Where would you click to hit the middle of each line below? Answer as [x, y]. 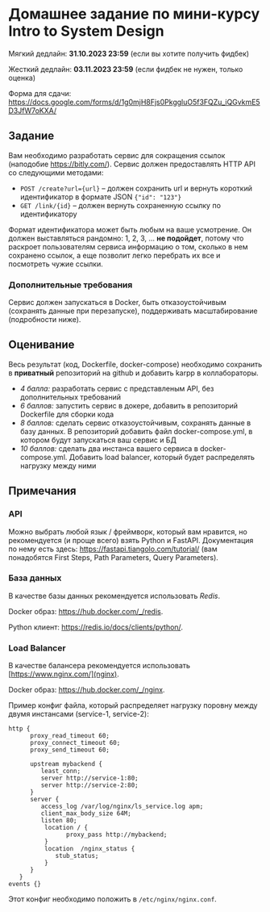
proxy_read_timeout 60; [70, 736]
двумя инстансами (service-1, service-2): [79, 714]
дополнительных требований [70, 397]
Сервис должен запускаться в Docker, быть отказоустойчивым [118, 303]
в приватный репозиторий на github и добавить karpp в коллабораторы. [134, 373]
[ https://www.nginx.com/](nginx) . [64, 674]
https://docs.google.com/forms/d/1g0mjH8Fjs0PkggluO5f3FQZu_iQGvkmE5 [134, 102]
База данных [35, 578]
